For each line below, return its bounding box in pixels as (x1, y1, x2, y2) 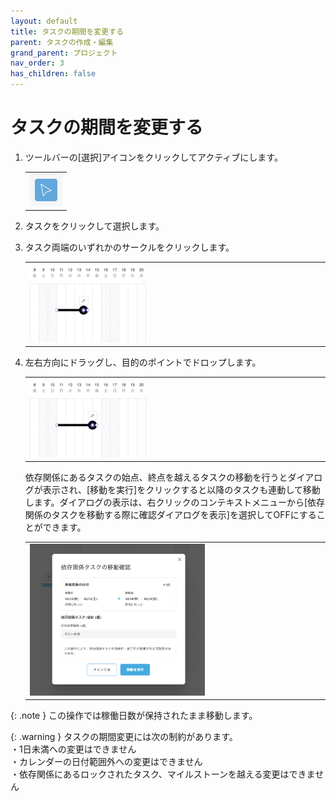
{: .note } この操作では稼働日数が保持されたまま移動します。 (10, 710, 258, 722)
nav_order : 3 (10, 58, 65, 69)
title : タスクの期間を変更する (10, 26, 124, 37)
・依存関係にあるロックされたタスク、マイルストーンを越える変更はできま (10, 768, 316, 780)
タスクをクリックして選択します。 (24, 220, 165, 232)
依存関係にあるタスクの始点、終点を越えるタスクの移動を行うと (24, 471, 288, 484)
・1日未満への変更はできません (10, 743, 137, 755)
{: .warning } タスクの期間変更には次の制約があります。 (10, 731, 238, 743)
